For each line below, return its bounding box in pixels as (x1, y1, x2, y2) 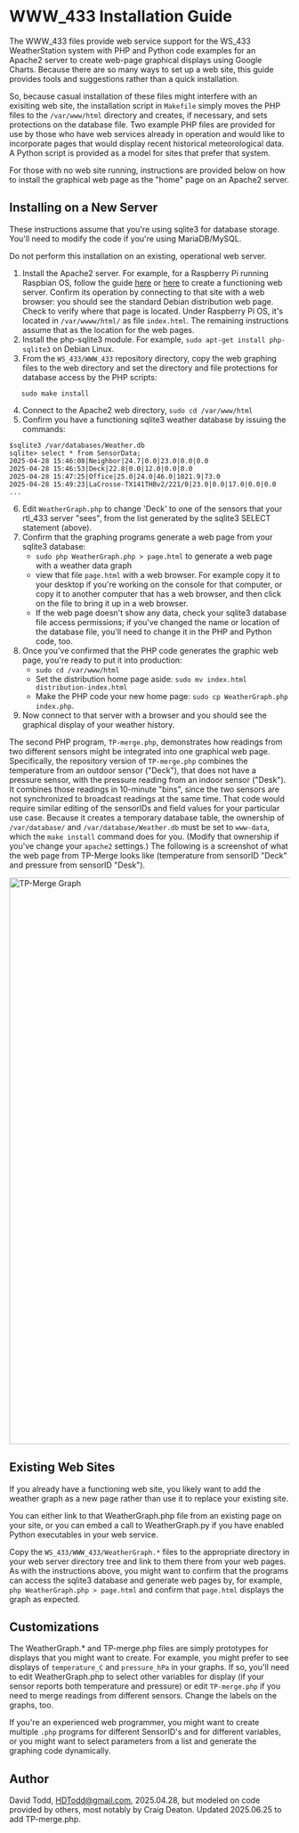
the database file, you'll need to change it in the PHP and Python (35, 626, 272, 637)
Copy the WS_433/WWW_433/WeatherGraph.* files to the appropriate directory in (9, 1546, 290, 1557)
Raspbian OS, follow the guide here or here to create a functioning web (21, 277, 283, 288)
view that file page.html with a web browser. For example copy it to (35, 569, 280, 580)
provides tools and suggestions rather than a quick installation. (9, 73, 239, 84)
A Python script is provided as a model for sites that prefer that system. (9, 147, 271, 158)
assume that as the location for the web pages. (21, 324, 195, 335)
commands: (21, 423, 66, 434)
